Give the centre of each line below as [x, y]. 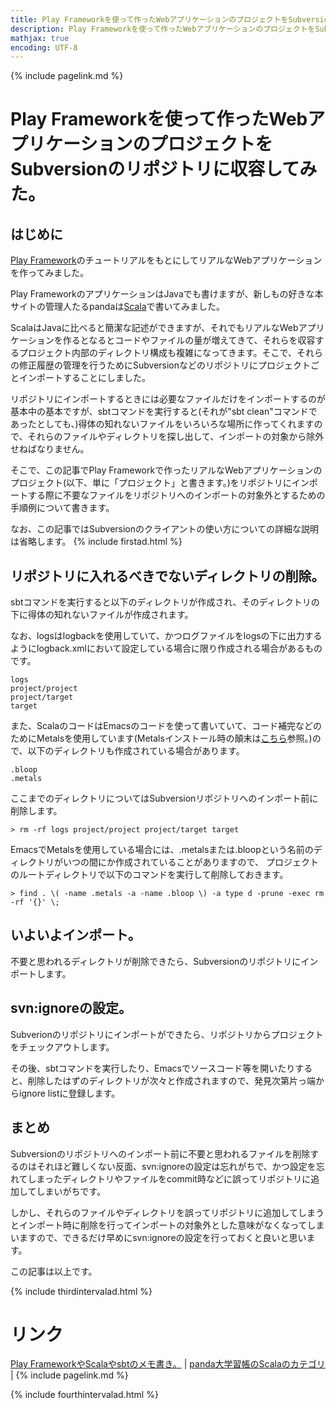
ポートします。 [41, 973]
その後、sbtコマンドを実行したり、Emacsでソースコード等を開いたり [153, 1068]
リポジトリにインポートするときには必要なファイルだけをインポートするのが [168, 399]
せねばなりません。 [50, 449]
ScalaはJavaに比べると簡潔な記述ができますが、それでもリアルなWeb [154, 328]
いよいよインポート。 [76, 935]
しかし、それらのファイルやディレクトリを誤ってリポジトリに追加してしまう [167, 1212]
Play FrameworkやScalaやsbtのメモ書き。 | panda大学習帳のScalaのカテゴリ [168, 1364]
